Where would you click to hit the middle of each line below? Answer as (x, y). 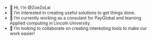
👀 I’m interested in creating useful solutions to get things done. (72, 13)
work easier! (22, 33)
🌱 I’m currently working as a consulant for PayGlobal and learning (75, 18)
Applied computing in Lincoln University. (50, 23)
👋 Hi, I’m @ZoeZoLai (30, 8)
